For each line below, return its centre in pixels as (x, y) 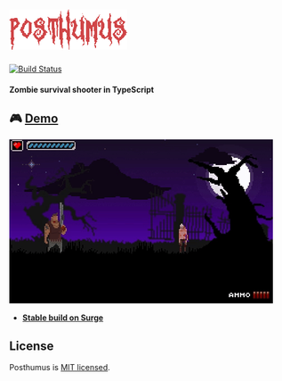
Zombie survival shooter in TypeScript (81, 89)
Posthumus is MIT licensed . (60, 368)
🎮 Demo (34, 118)
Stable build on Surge (63, 318)
